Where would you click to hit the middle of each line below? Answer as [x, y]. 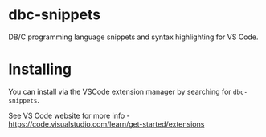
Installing [40, 69]
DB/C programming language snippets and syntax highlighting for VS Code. [133, 37]
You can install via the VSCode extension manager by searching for [120, 91]
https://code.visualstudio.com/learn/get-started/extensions [106, 124]
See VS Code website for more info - [69, 115]
